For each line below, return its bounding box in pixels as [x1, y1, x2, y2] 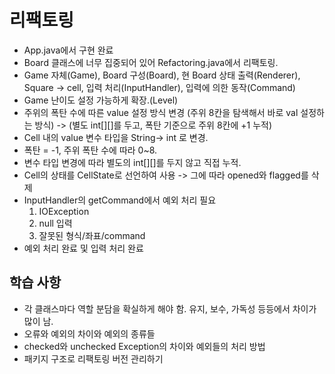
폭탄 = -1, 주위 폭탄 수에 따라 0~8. [23, 144, 158, 156]
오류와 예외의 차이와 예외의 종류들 [23, 327, 156, 340]
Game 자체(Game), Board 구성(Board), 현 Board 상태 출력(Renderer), [23, 69, 301, 81]
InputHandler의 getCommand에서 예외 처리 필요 [23, 194, 217, 206]
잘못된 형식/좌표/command [38, 229, 146, 241]
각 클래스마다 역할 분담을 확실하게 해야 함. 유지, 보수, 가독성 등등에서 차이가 [23, 302, 317, 315]
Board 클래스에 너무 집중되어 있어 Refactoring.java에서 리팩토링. [23, 56, 279, 68]
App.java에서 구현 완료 [23, 44, 114, 56]
